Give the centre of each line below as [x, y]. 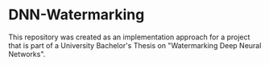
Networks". [27, 54]
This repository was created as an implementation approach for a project [129, 37]
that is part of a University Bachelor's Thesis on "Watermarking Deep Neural [135, 45]
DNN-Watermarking [77, 15]
